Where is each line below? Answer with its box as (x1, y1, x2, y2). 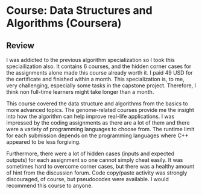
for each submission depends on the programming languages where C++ (6, 132, 189, 139)
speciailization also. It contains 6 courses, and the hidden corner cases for (6, 63, 192, 70)
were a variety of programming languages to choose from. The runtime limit (6, 126, 195, 132)
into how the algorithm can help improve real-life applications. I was (6, 113, 175, 120)
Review (6, 40, 35, 51)
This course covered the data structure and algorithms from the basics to (6, 100, 188, 107)
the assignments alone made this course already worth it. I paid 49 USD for (6, 69, 193, 76)
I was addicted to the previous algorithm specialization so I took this (6, 57, 175, 63)
